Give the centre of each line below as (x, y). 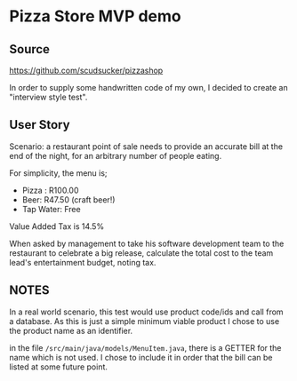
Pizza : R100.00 (50, 190)
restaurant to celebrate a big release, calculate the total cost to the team (141, 253)
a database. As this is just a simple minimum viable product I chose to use (144, 321)
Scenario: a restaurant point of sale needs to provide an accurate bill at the (146, 146)
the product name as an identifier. (71, 330)
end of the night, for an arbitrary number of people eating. (116, 155)
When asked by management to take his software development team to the (147, 243)
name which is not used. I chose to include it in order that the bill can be (141, 357)
